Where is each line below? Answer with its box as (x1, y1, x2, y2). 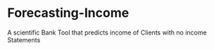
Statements (7, 35, 41, 44)
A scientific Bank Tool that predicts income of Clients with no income (7, 28, 207, 37)
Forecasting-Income (7, 5, 130, 21)
